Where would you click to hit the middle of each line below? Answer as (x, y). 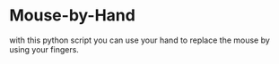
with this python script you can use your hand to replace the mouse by (140, 40)
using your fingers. (44, 49)
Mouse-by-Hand (73, 16)
